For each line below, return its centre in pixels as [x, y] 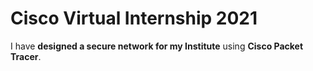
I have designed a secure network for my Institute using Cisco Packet [157, 46]
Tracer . [26, 56]
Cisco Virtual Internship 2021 [134, 18]
